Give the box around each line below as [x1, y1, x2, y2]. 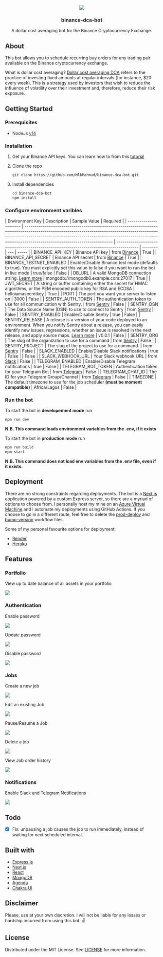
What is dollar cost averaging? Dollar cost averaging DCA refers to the [5, 69, 145, 75]
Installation [5, 142, 33, 149]
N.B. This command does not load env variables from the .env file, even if [5, 458, 157, 464]
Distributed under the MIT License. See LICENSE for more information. [5, 946, 146, 953]
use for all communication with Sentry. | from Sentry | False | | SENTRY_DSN [5, 301, 159, 307]
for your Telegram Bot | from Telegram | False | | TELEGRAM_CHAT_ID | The [5, 369, 157, 375]
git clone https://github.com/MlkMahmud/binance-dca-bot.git [12, 173, 139, 178]
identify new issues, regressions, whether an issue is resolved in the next [5, 327, 152, 333]
